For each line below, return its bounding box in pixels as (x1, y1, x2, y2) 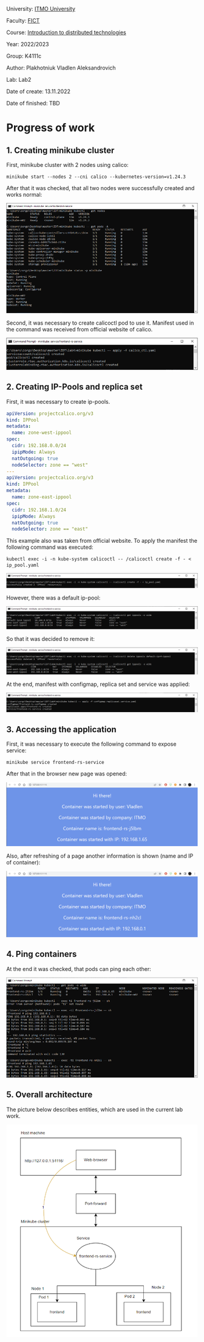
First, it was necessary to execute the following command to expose (6, 740, 177, 748)
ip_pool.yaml (6, 562, 39, 568)
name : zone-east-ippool (12, 494, 72, 500)
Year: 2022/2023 (6, 41, 49, 48)
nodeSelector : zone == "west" (12, 462, 88, 468)
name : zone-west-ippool (12, 429, 72, 436)
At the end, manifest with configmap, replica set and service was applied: (6, 680, 190, 688)
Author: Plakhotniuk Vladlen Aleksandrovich (6, 64, 117, 71)
